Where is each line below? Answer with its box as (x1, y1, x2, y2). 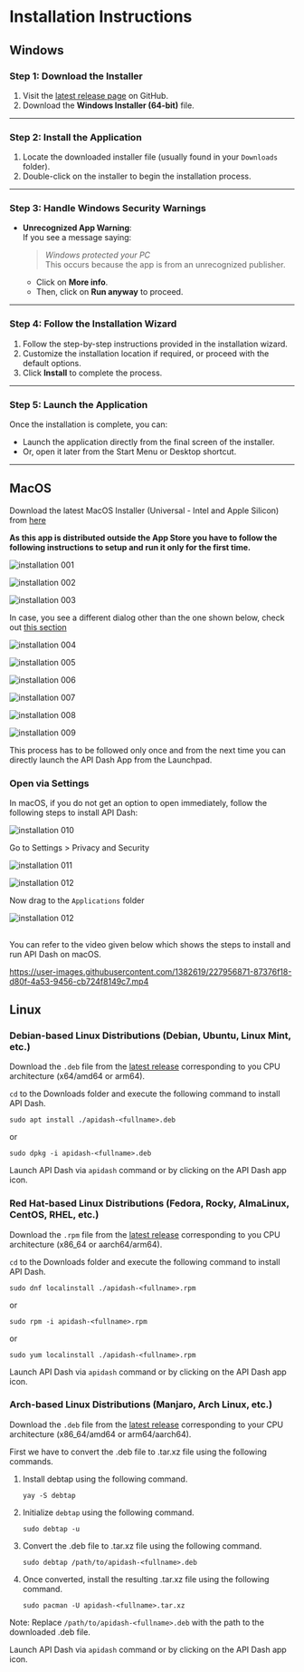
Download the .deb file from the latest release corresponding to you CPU (9, 1061, 280, 1072)
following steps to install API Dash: (9, 807, 138, 818)
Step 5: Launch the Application (9, 398, 148, 411)
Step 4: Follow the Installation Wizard (9, 317, 177, 330)
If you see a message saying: (22, 232, 132, 243)
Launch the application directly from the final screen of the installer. (22, 437, 275, 448)
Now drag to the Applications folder (9, 895, 145, 906)
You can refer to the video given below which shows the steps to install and (9, 938, 291, 949)
